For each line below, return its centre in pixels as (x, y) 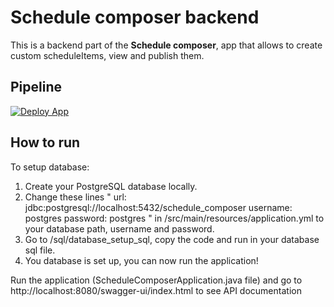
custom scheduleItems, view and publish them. (107, 55)
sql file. (40, 250)
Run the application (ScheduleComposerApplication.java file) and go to (156, 280)
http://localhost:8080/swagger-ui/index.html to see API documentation (156, 290)
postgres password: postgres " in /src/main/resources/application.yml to (174, 218)
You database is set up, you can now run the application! (141, 260)
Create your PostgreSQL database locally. (111, 186)
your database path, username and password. (119, 228)
